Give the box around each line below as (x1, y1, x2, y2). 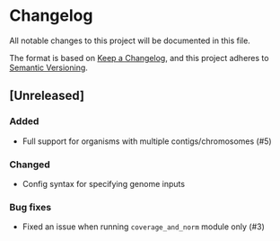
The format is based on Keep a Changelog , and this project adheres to (9, 52, 269, 63)
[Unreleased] (9, 88, 85, 103)
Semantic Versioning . (9, 62, 88, 73)
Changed (9, 158, 51, 171)
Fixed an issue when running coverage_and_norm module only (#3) (22, 221, 265, 232)
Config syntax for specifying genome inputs (22, 178, 186, 189)
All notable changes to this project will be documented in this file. (9, 35, 251, 46)
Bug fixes (9, 201, 52, 213)
